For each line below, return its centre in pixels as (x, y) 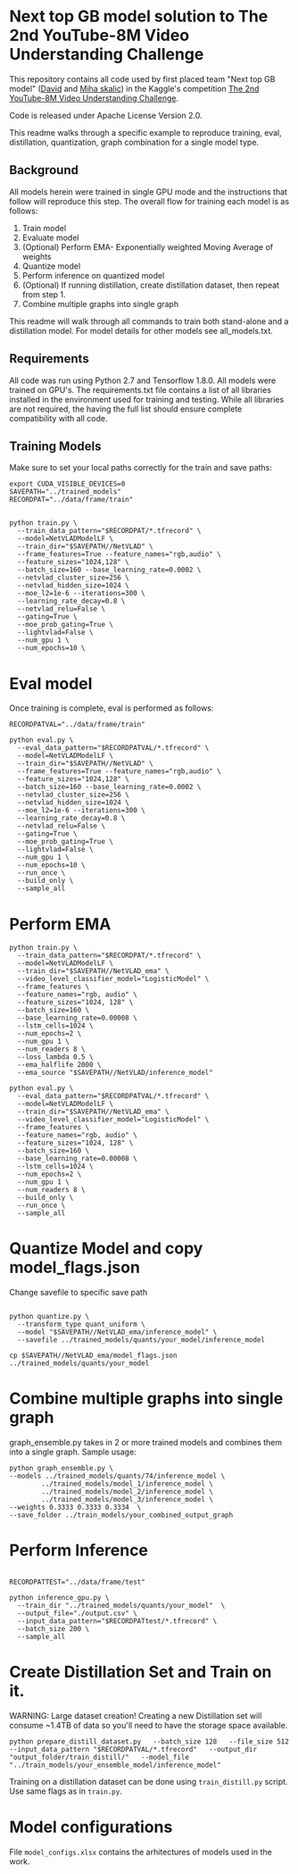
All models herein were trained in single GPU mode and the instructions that (149, 192)
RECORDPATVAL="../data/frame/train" (77, 725)
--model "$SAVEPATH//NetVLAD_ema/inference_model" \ (117, 1332)
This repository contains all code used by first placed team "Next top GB (142, 79)
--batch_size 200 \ (54, 1629)
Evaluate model (50, 237)
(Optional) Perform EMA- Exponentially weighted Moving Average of (148, 246)
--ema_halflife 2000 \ (59, 1065)
